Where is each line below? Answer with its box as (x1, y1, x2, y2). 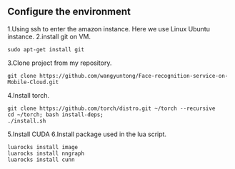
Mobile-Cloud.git (7, 78, 59, 86)
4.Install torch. (7, 91, 50, 99)
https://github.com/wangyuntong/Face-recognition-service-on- (39, 72, 229, 79)
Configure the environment (7, 6, 131, 18)
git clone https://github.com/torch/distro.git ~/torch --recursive (7, 105, 216, 112)
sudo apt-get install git (7, 46, 84, 53)
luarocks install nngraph (7, 150, 84, 157)
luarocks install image (7, 143, 79, 150)
